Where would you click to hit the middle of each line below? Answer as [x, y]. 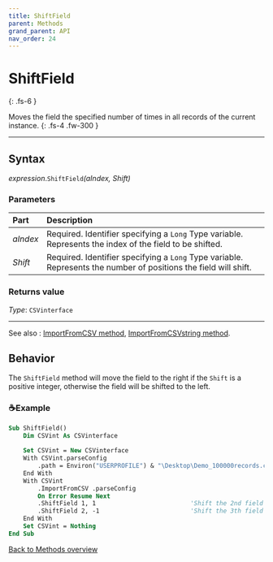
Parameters [32, 199]
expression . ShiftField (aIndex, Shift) [70, 178]
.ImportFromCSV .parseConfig [87, 488]
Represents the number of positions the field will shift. [149, 267]
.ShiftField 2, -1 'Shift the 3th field [151, 511]
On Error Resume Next [74, 496]
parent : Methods [36, 24]
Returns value [37, 292]
